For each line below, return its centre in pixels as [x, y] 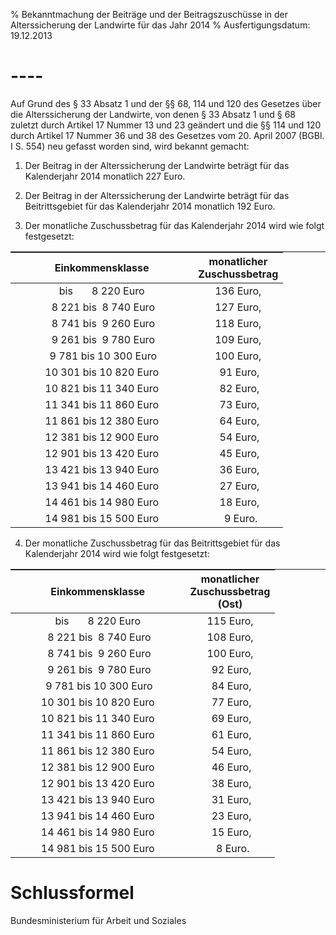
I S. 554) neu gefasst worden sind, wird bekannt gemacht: [130, 146]
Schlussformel [72, 893]
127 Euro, [238, 307]
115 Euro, [230, 621]
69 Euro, [231, 718]
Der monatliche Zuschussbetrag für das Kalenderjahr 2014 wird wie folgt [174, 225]
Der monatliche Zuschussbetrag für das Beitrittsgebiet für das [152, 543]
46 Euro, [231, 767]
